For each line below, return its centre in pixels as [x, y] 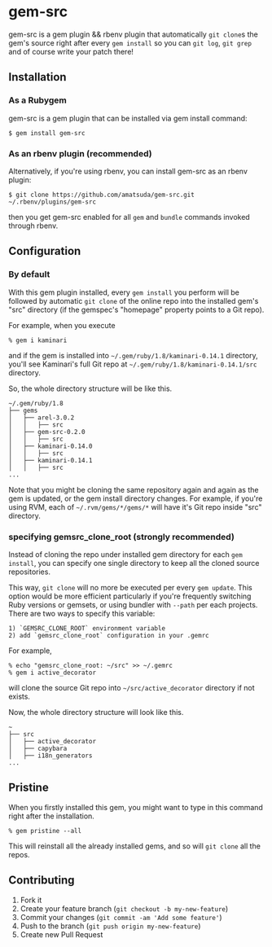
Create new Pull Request [61, 934]
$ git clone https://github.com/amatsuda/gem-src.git [102, 195]
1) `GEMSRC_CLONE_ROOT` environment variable [87, 628]
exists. [20, 696]
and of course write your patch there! [71, 51]
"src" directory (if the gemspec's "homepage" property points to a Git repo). [136, 309]
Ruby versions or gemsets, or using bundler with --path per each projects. [133, 604]
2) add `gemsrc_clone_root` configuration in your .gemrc [109, 635]
